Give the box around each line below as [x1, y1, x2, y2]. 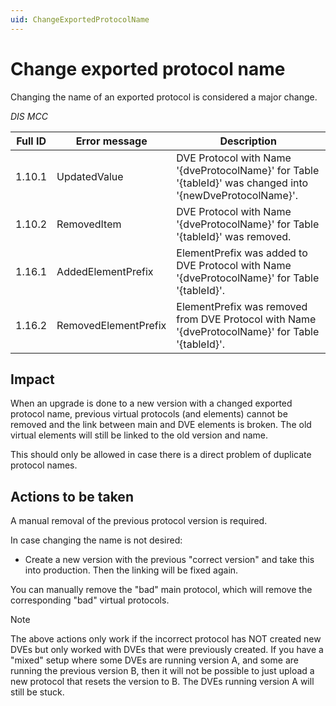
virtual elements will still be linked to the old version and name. [10, 429, 269, 441]
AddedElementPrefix [56, 264, 154, 278]
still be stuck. [10, 686, 65, 698]
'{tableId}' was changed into [176, 176, 309, 190]
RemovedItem [56, 217, 122, 231]
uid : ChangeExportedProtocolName [10, 14, 150, 25]
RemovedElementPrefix [56, 318, 167, 332]
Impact [10, 371, 55, 388]
